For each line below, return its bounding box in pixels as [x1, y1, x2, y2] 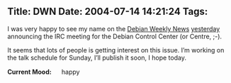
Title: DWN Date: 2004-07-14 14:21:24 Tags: [7, 6, 208, 18]
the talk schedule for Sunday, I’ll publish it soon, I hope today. [7, 53, 186, 62]
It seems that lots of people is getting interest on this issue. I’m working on [7, 45, 225, 54]
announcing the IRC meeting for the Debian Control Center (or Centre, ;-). [7, 32, 222, 40]
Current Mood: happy [7, 67, 80, 76]
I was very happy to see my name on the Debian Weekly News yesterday [7, 24, 220, 33]
